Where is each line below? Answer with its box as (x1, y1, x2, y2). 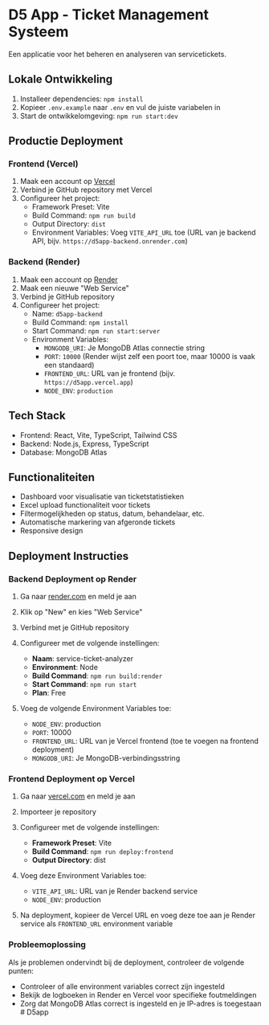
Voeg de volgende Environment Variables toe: (19, 704, 172, 713)
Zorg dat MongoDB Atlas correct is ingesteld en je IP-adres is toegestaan (19, 998, 262, 1008)
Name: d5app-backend (31, 308, 103, 318)
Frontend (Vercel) (8, 158, 79, 169)
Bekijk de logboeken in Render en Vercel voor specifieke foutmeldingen (19, 990, 257, 999)
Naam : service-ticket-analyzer (31, 654, 134, 664)
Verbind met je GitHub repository (19, 623, 130, 632)
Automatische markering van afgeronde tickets (19, 517, 176, 527)
